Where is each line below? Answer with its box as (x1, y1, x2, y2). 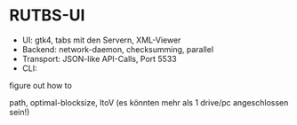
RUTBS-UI (9, 5, 85, 26)
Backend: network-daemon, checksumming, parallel (21, 43, 214, 54)
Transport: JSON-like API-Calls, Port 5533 (21, 53, 177, 64)
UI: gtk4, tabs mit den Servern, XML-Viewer (21, 35, 181, 45)
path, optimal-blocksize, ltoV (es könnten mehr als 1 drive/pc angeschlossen (9, 97, 289, 107)
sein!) (9, 106, 30, 117)
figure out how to (9, 80, 73, 90)
